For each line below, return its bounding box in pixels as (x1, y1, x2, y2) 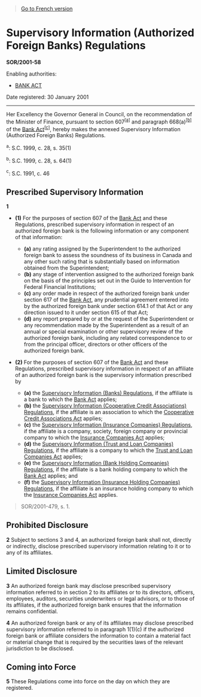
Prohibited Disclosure (6, 520, 89, 530)
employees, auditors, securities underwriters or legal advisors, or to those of (6, 595, 195, 602)
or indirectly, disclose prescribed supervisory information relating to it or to (6, 542, 191, 550)
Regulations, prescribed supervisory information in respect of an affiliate (14, 365, 194, 372)
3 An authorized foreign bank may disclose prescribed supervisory (6, 582, 172, 589)
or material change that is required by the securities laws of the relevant (6, 638, 184, 645)
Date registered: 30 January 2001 (6, 93, 89, 101)
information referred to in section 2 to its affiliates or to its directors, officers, (6, 589, 195, 596)
